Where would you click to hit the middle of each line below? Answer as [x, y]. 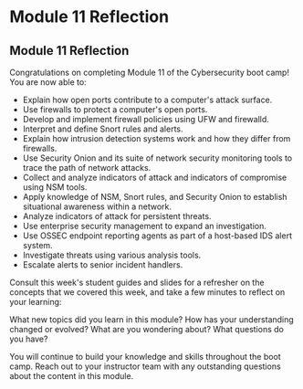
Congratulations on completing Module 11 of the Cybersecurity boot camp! [150, 72]
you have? [29, 339]
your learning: [36, 302]
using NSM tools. [55, 187]
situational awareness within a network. [97, 206]
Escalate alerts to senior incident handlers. [103, 265]
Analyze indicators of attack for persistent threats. [117, 216]
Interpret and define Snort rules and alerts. [103, 129]
